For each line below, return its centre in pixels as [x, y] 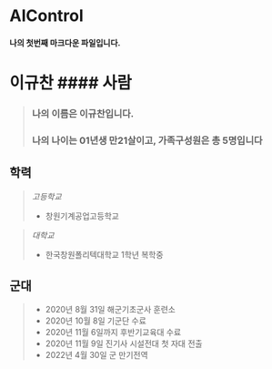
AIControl [46, 16]
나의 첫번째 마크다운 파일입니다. [65, 43]
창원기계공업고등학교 [82, 216]
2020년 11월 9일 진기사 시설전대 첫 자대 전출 [124, 343]
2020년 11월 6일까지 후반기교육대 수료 [113, 333]
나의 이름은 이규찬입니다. [83, 113]
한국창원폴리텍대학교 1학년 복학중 [104, 254]
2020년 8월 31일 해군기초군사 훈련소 [110, 310]
